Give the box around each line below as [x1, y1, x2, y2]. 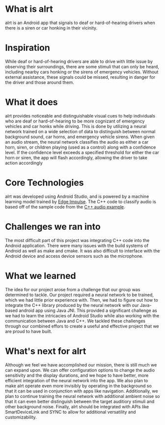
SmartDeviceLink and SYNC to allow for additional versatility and [5, 409, 136, 415]
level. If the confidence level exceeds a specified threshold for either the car [5, 149, 160, 155]
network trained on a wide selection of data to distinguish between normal [5, 128, 156, 134]
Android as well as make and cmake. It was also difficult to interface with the [5, 247, 160, 254]
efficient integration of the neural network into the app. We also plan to [5, 377, 148, 383]
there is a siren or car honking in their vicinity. [5, 25, 98, 30]
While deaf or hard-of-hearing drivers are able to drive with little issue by [5, 58, 153, 64]
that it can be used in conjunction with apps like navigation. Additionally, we [5, 388, 158, 394]
